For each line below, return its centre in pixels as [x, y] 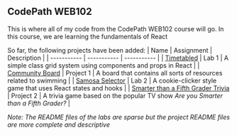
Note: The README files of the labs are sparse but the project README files [119, 117]
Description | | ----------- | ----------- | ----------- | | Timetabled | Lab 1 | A [118, 58]
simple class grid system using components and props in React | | [104, 65]
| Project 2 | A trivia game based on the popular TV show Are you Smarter [115, 95]
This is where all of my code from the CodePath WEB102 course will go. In [116, 28]
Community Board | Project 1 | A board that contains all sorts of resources [115, 73]
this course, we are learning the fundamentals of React [88, 36]
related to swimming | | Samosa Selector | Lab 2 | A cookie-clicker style [112, 80]
